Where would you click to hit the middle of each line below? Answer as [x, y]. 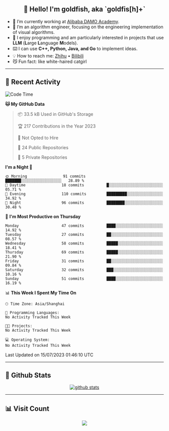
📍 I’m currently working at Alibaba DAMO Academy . [66, 21]
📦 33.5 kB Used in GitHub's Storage [55, 114]
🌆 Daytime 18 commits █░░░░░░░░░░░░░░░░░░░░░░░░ [84, 185]
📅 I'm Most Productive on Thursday [43, 216]
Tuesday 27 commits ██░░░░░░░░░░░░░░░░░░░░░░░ [84, 234]
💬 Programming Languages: [32, 313]
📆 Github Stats [28, 375]
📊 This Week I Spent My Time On [41, 292]
